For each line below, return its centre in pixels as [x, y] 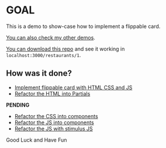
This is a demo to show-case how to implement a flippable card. [83, 26]
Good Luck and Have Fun [37, 140]
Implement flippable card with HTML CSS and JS [73, 87]
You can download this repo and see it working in [65, 49]
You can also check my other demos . [51, 37]
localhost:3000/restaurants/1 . [44, 55]
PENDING [18, 105]
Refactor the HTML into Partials [52, 93]
